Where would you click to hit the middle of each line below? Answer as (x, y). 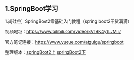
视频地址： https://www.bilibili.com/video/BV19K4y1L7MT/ (63, 31)
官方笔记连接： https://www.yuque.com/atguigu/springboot (64, 42)
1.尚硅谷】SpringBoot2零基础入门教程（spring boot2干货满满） (68, 21)
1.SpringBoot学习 (32, 9)
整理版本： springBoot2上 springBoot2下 (45, 52)
